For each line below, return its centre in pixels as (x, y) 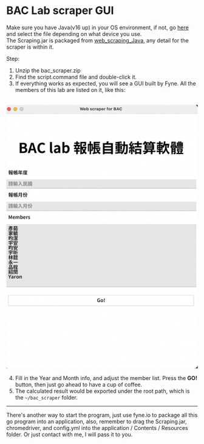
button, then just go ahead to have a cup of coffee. (79, 385)
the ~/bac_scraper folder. (46, 398)
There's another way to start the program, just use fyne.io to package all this (102, 415)
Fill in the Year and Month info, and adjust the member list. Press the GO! (106, 378)
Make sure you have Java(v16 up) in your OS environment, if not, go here (98, 27)
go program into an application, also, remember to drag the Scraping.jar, (97, 421)
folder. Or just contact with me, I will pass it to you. (70, 435)
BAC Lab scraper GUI (60, 11)
